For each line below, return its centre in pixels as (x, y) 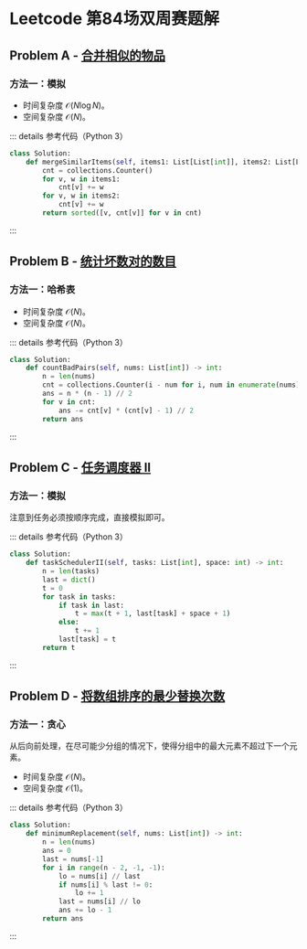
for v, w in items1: (81, 179)
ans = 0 (57, 851)
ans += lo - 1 (85, 911)
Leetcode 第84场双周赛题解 (114, 19)
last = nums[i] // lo (100, 901)
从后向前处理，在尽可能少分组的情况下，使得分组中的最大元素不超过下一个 (149, 746)
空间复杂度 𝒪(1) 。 (55, 788)
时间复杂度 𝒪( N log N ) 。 (66, 105)
